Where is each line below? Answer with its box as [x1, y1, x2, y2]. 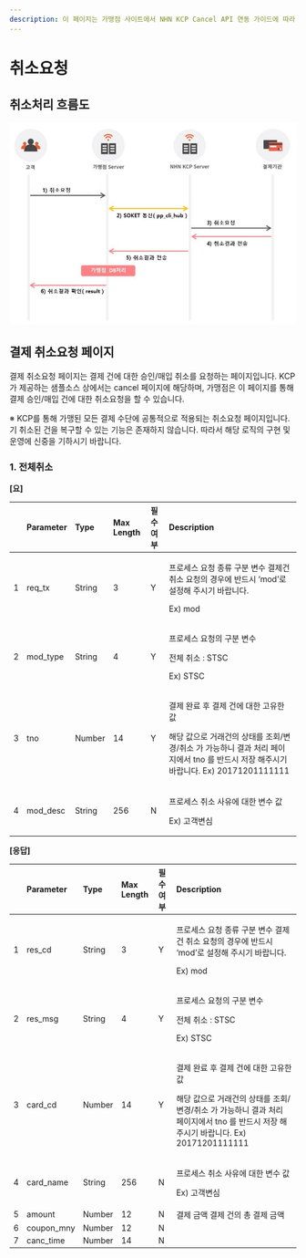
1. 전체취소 [9, 461, 54, 473]
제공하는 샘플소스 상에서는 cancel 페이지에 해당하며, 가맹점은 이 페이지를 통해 [18, 381, 294, 392]
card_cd [26, 1099, 57, 1110]
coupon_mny [26, 1222, 76, 1233]
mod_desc [26, 806, 66, 816]
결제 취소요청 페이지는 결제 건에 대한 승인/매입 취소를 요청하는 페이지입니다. [9, 370, 278, 381]
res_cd [26, 944, 52, 955]
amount [26, 1209, 56, 1220]
